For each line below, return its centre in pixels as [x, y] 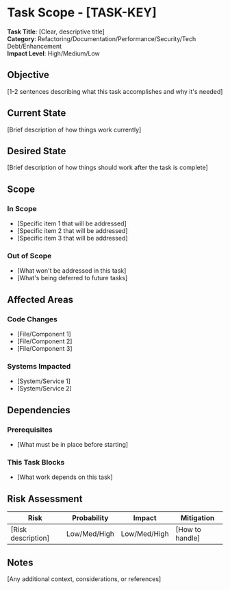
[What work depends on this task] [65, 477]
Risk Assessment [45, 499]
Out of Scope [29, 256]
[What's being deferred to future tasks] [72, 278]
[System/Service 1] [43, 381]
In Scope [22, 208]
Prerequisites [30, 430]
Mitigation [197, 518]
